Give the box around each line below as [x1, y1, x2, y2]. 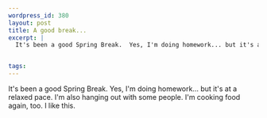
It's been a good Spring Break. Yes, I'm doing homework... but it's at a [8, 84, 238, 93]
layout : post [8, 19, 52, 27]
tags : [8, 63, 26, 70]
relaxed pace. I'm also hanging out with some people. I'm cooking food [8, 93, 241, 101]
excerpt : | [8, 33, 44, 42]
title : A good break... [8, 26, 87, 34]
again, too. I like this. [8, 101, 75, 110]
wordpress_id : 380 [8, 11, 69, 20]
